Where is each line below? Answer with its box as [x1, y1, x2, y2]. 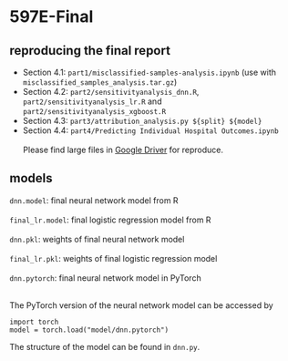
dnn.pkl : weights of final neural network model [9, 233, 185, 244]
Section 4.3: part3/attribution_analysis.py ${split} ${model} [22, 116, 262, 126]
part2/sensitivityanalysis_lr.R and [22, 96, 162, 107]
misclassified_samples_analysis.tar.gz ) [22, 77, 178, 88]
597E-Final [9, 6, 94, 27]
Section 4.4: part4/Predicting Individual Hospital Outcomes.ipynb [22, 125, 280, 136]
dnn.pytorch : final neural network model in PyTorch [9, 272, 202, 284]
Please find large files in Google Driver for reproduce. [22, 144, 223, 155]
